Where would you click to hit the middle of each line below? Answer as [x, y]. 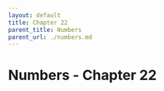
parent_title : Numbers [45, 30]
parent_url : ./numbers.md [50, 37]
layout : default [34, 15]
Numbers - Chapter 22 [83, 75]
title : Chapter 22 [38, 23]
